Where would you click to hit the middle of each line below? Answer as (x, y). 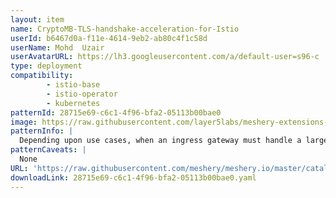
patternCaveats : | (48, 150)
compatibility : (42, 76)
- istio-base (73, 85)
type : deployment (46, 66)
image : (24, 122)
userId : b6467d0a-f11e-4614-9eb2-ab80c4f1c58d (109, 38)
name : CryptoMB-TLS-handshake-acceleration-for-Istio (125, 29)
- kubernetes (73, 103)
